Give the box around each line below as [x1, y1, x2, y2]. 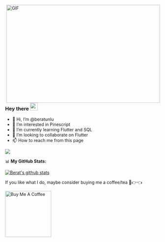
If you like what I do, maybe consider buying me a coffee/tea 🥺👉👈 [5, 179, 142, 185]
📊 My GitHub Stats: [5, 158, 47, 164]
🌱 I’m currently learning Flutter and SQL [12, 127, 92, 133]
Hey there [5, 105, 29, 112]
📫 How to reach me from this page [12, 138, 84, 144]
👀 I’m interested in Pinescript [12, 121, 70, 127]
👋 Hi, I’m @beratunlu [12, 117, 54, 122]
